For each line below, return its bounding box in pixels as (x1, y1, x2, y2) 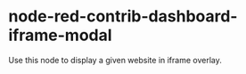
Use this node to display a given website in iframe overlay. (8, 54, 222, 65)
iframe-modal (8, 25, 112, 45)
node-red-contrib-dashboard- (8, 6, 238, 27)
